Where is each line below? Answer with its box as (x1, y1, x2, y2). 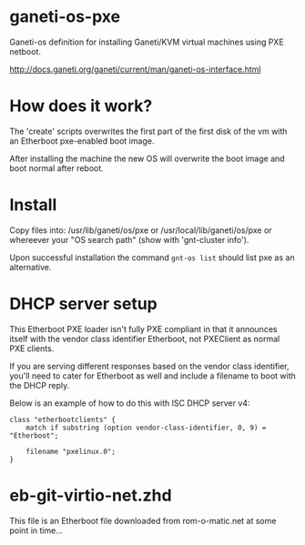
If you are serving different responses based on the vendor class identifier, (9, 360, 290, 371)
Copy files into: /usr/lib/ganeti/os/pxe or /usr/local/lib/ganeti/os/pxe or (9, 225, 272, 236)
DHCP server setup (9, 294, 158, 314)
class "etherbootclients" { (9, 415, 117, 424)
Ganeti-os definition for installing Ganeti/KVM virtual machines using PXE (9, 36, 284, 47)
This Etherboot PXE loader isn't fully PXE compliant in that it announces (9, 323, 278, 334)
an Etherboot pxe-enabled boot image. (9, 135, 155, 146)
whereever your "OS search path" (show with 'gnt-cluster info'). (9, 234, 249, 245)
